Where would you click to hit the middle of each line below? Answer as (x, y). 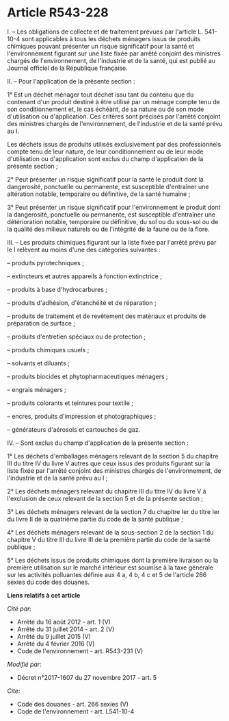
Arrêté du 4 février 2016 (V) (56, 644)
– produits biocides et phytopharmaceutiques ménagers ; (88, 376)
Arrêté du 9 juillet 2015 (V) (54, 636)
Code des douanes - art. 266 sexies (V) (72, 704)
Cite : (14, 691)
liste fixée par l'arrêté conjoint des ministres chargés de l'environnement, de (114, 470)
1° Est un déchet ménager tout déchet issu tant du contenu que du (100, 95)
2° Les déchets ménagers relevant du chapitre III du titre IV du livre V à (107, 491)
